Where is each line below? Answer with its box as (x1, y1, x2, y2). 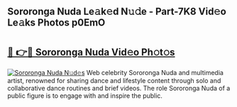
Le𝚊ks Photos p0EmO (7, 17, 106, 29)
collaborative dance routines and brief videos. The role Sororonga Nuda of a (7, 84, 231, 92)
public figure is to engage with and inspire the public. (7, 91, 163, 100)
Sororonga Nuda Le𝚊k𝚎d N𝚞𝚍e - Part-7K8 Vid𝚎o (7, 6, 227, 18)
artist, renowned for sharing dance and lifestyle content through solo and (7, 77, 221, 84)
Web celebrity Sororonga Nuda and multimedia (86, 69, 224, 77)
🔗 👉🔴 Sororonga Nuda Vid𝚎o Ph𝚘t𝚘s (7, 46, 175, 58)
